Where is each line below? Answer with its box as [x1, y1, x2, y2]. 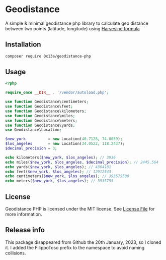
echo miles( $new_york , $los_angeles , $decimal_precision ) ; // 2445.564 [5, 160, 158, 165]
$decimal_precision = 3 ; [5, 146, 57, 151]
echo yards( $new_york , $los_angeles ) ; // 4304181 [5, 164, 112, 170]
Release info [5, 226, 45, 234]
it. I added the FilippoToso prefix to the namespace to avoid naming [5, 244, 145, 250]
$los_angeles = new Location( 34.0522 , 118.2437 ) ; [5, 141, 125, 146]
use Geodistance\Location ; [5, 127, 62, 132]
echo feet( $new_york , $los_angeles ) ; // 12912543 [5, 169, 112, 174]
